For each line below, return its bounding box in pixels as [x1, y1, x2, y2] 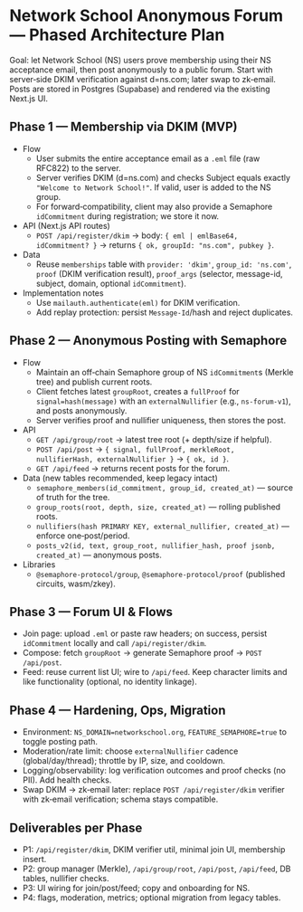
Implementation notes [22, 287, 104, 299]
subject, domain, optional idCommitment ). [35, 278, 187, 289]
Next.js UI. [9, 92, 48, 104]
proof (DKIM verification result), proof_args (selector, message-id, [35, 268, 283, 279]
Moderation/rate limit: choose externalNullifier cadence [22, 746, 239, 756]
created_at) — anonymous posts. [35, 549, 163, 560]
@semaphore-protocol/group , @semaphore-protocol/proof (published [35, 568, 286, 579]
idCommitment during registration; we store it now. [35, 210, 220, 222]
